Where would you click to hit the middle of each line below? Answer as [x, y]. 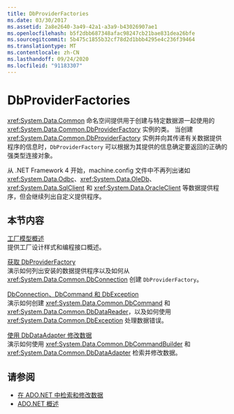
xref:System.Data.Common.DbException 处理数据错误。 [87, 320]
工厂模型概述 [25, 239]
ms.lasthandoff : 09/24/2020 [48, 59]
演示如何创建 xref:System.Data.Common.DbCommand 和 [89, 303]
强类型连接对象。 [32, 155]
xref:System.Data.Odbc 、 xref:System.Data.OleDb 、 [81, 179]
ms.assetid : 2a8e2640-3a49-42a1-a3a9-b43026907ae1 [82, 27]
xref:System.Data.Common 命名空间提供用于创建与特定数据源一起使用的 [111, 120]
